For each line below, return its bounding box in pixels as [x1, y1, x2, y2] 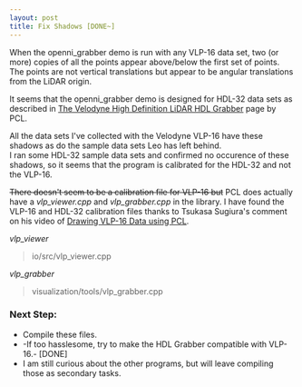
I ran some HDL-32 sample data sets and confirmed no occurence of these [9, 149, 289, 160]
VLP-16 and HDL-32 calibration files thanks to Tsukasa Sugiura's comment [9, 205, 287, 216]
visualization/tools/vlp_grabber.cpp [31, 285, 163, 296]
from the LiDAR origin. [9, 75, 93, 86]
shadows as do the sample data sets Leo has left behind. [9, 140, 222, 151]
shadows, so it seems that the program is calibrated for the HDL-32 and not [9, 159, 292, 170]
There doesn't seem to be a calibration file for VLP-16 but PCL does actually [9, 186, 293, 197]
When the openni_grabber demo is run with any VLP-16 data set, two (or [9, 46, 279, 57]
